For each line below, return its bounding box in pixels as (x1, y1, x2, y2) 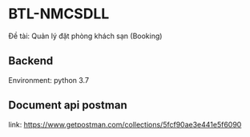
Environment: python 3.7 (8, 75, 90, 84)
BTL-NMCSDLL (8, 5, 110, 23)
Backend (8, 54, 54, 68)
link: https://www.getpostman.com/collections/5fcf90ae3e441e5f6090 (8, 119, 242, 129)
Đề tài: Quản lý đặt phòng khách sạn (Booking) (8, 31, 163, 41)
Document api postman (8, 99, 127, 112)
